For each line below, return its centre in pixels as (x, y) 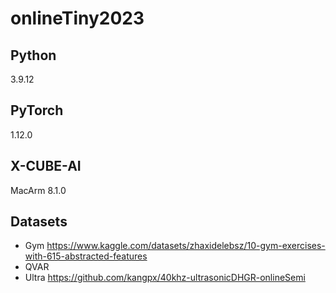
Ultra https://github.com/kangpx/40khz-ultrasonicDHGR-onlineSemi (165, 278)
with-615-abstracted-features (86, 256)
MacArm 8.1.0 (38, 190)
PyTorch (37, 110)
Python (33, 55)
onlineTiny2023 (77, 18)
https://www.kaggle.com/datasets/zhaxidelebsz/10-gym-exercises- (186, 246)
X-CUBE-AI (46, 166)
